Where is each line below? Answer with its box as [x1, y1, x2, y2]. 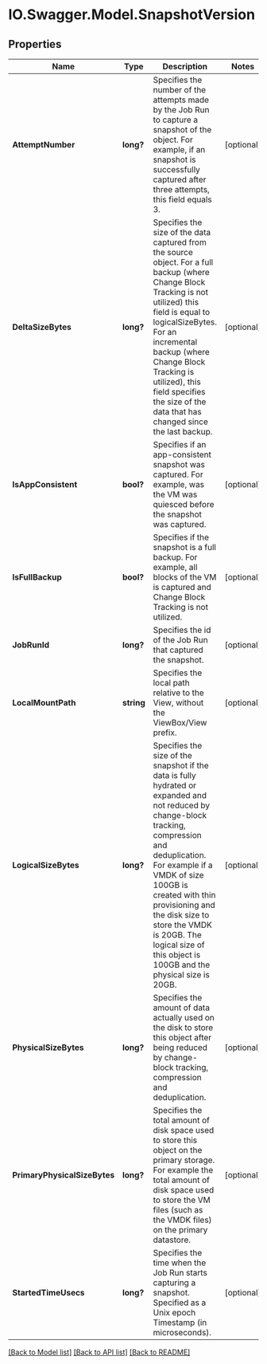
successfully [153, 164, 201, 175]
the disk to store [153, 1022, 214, 1033]
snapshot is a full [153, 542, 217, 552]
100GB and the [153, 959, 211, 970]
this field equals [153, 194, 212, 205]
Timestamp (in [153, 1317, 207, 1328]
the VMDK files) [153, 1214, 212, 1225]
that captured [153, 644, 204, 655]
